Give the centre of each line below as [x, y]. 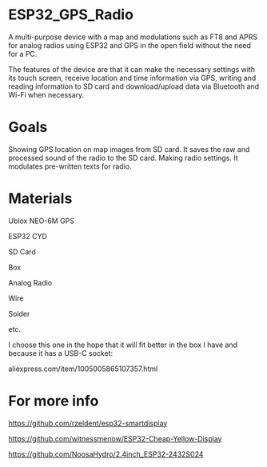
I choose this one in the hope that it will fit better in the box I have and [123, 345]
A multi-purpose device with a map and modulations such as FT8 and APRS [133, 37]
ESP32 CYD [28, 236]
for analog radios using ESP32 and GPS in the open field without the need [130, 45]
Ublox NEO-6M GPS [41, 221]
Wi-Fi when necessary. [46, 94]
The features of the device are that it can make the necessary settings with [132, 69]
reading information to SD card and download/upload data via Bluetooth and [134, 86]
